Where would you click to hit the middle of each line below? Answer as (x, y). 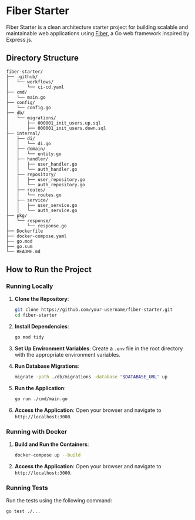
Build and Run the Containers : (52, 444)
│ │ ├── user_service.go (42, 205)
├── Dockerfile (25, 231)
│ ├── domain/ (26, 149)
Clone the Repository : (42, 299)
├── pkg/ (17, 216)
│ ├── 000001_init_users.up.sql (53, 123)
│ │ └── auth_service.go (42, 210)
